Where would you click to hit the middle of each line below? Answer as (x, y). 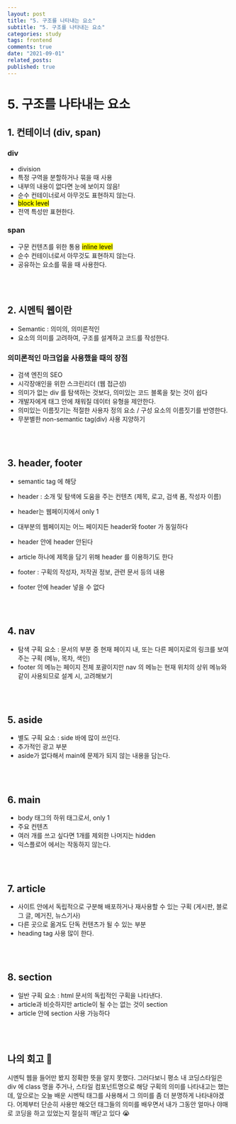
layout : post (27, 14)
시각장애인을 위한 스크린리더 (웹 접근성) (72, 383)
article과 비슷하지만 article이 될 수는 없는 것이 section (92, 1004)
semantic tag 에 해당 (47, 481)
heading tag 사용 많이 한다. (56, 933)
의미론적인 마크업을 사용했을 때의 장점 (68, 358)
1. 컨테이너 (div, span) (54, 133)
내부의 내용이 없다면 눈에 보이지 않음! (69, 186)
